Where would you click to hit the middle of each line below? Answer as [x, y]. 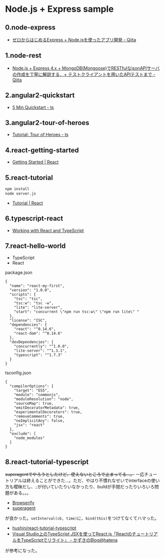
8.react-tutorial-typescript [47, 462]
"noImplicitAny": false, [39, 421]
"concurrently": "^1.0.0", [41, 347]
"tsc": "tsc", [28, 299]
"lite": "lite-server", [38, 308]
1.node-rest [23, 56]
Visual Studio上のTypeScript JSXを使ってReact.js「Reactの [72, 534]
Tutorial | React [27, 203]
